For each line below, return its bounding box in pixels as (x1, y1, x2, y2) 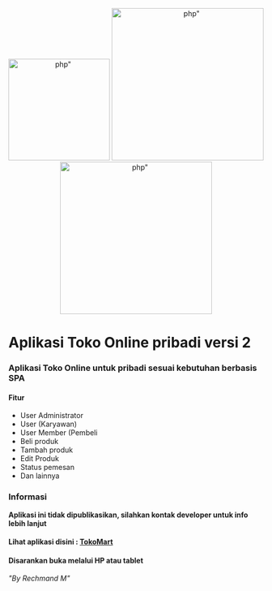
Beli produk (19, 437, 59, 446)
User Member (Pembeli (19, 428, 98, 438)
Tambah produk (19, 445, 74, 455)
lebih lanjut (8, 518, 47, 528)
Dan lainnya (19, 471, 60, 481)
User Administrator (19, 411, 83, 421)
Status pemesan (19, 463, 75, 472)
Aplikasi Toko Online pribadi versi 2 (8, 334, 251, 352)
